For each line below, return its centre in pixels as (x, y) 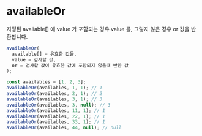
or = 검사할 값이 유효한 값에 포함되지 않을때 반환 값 (70, 66)
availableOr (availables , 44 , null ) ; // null (64, 128)
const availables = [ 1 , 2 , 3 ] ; (46, 82)
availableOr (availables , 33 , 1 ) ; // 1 (56, 122)
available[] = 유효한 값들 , (44, 54)
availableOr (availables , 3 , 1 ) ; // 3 (54, 99)
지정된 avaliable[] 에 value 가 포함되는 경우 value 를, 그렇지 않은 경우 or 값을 (98, 29)
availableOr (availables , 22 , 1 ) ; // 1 (56, 116)
